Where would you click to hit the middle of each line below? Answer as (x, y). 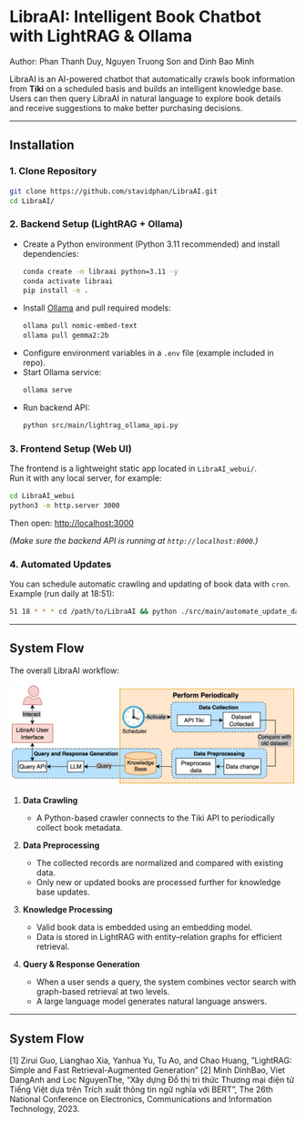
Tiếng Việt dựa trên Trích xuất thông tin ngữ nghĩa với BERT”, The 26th (141, 1089)
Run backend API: (56, 407)
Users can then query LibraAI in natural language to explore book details (145, 98)
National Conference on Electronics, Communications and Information (141, 1099)
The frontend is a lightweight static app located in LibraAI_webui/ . (133, 469)
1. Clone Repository (53, 171)
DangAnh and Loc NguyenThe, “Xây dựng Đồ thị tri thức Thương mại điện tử (152, 1080)
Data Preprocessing (61, 845)
